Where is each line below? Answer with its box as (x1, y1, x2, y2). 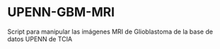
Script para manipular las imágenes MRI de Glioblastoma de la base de (7, 27, 214, 36)
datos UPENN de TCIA (7, 34, 73, 43)
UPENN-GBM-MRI (7, 4, 115, 20)
